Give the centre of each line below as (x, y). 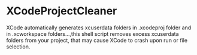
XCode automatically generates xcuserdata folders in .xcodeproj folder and (99, 27)
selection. (18, 47)
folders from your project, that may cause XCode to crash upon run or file (97, 40)
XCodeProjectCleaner (62, 11)
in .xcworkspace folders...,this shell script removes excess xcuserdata (93, 33)
